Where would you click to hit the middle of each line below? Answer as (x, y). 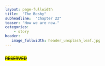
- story (21, 32)
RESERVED (16, 58)
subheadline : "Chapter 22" (33, 18)
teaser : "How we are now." (32, 23)
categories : (17, 27)
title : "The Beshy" (26, 14)
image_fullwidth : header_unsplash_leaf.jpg (56, 41)
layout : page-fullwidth (29, 9)
